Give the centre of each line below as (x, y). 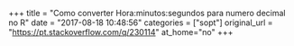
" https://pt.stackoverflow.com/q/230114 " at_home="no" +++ (121, 32)
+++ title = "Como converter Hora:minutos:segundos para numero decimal (147, 13)
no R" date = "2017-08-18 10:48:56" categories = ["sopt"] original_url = (141, 23)
